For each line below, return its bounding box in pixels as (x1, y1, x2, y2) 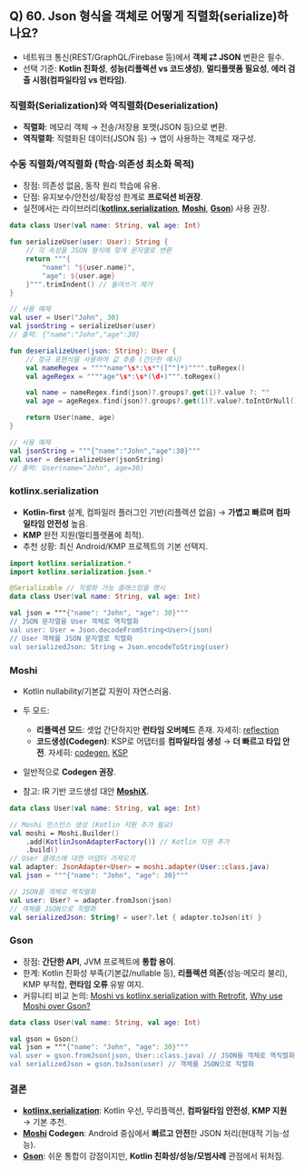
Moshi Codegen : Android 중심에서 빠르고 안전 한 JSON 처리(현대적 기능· (22, 1128, 283, 1139)
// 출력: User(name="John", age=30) (9, 463, 144, 473)
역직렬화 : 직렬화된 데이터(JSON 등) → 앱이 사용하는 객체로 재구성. (22, 133, 257, 144)
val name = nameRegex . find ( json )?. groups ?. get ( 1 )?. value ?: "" (25, 388, 271, 397)
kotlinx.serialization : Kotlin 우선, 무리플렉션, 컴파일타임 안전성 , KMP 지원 (22, 1105, 288, 1116)
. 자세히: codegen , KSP (44, 746, 129, 757)
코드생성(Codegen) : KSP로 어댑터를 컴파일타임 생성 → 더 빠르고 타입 (35, 735, 281, 746)
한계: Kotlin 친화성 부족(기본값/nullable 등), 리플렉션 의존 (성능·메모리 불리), (22, 967, 288, 978)
